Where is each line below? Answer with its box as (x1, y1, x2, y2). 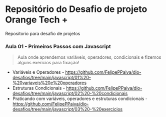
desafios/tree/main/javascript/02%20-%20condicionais (12, 91, 128, 97)
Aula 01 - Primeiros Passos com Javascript (5, 43, 111, 50)
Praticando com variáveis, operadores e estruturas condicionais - (12, 96, 147, 102)
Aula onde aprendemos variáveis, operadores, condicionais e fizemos (17, 54, 161, 60)
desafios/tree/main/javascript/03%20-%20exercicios (12, 106, 123, 113)
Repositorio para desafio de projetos (5, 30, 80, 36)
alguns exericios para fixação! (17, 60, 79, 66)
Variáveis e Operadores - (12, 69, 64, 75)
